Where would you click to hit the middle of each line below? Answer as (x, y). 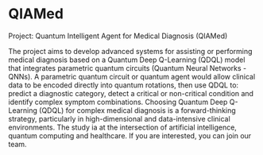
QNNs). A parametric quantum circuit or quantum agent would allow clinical (132, 76)
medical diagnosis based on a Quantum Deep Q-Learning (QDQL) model (127, 60)
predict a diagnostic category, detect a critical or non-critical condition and (131, 93)
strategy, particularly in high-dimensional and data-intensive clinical (119, 118)
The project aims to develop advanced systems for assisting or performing (130, 51)
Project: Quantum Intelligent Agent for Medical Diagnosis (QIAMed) (118, 36)
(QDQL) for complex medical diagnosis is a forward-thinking (137, 110)
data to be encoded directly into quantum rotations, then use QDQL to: (124, 85)
